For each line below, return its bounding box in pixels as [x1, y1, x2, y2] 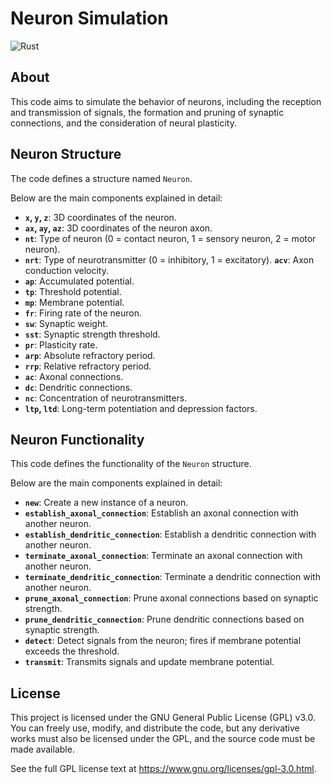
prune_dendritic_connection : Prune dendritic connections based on [24, 613, 305, 626]
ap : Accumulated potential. [24, 275, 135, 287]
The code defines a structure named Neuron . [10, 172, 193, 184]
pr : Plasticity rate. [24, 338, 98, 351]
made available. [10, 743, 75, 756]
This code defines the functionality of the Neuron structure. [10, 458, 252, 470]
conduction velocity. [24, 264, 109, 276]
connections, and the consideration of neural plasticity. [10, 117, 237, 129]
